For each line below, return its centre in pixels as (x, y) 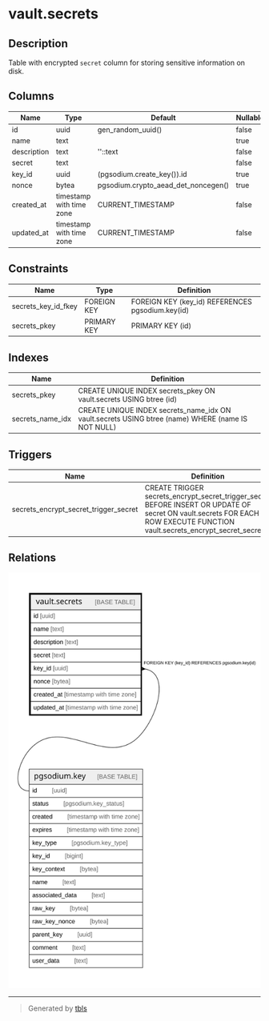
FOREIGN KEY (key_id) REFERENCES (191, 302)
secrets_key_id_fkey (44, 306)
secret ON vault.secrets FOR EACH (202, 513)
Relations (32, 557)
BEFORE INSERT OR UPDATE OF (198, 504)
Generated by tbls (58, 1008)
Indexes (29, 357)
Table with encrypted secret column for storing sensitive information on (127, 62)
